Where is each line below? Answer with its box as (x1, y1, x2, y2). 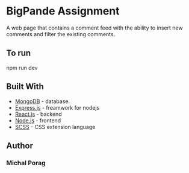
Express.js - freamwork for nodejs (14, 104, 100, 111)
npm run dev (6, 64, 38, 71)
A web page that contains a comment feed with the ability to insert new (6, 24, 183, 31)
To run (6, 48, 31, 58)
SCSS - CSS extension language (14, 123, 96, 130)
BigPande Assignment (6, 4, 120, 18)
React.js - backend (14, 110, 62, 118)
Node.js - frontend (14, 116, 61, 124)
